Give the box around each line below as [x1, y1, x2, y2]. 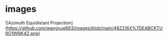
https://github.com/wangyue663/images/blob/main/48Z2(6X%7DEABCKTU [6, 25, 163, 31]
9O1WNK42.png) [5, 30, 40, 36]
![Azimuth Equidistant [5, 20, 49, 26]
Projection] [50, 20, 73, 26]
